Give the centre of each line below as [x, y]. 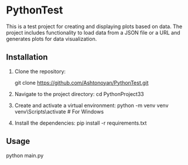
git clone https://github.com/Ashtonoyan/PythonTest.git [81, 82]
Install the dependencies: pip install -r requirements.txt [81, 123]
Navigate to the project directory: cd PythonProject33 [79, 94]
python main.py [25, 155]
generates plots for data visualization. [52, 39]
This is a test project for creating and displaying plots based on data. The [94, 26]
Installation [27, 57]
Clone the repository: [40, 71]
